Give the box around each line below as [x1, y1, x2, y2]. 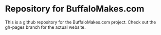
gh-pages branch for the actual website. [5, 24, 86, 30]
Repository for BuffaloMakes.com [5, 3, 144, 14]
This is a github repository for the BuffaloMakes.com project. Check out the [5, 19, 156, 25]
